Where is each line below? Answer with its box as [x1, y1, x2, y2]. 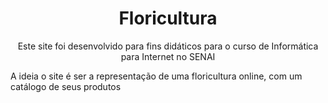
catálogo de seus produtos [10, 80, 122, 92]
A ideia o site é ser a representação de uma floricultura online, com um [10, 70, 303, 82]
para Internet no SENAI [120, 50, 216, 62]
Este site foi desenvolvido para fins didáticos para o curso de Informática [17, 40, 319, 52]
